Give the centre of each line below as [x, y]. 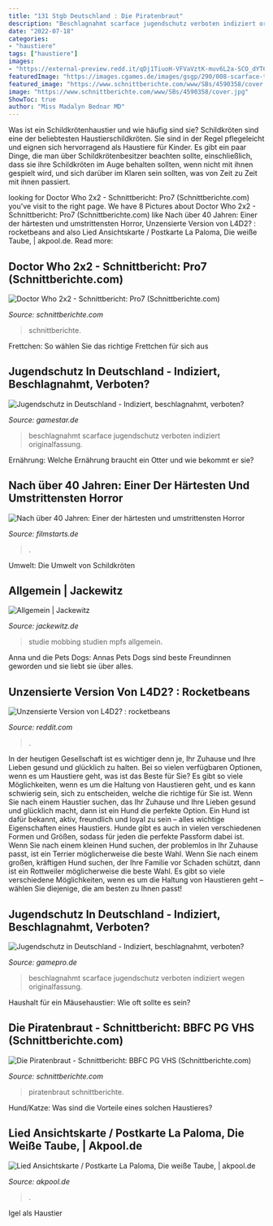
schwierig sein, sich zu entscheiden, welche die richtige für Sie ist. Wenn [131, 794]
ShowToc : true [32, 99]
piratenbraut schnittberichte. [76, 1092]
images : [22, 62]
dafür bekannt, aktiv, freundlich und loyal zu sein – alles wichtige [117, 820]
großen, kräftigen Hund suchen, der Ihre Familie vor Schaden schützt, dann [134, 863]
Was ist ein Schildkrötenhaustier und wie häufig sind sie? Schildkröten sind [134, 130]
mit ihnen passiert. [39, 182]
